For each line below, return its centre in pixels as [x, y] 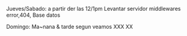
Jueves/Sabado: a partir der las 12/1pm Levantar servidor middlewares [93, 9]
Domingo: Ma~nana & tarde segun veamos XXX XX [70, 27]
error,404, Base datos [33, 15]
